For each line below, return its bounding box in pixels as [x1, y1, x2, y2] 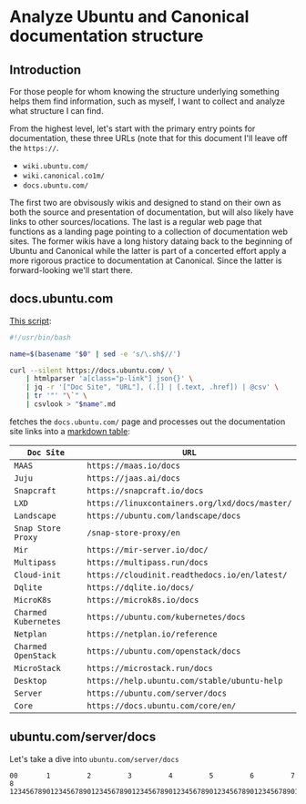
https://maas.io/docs [86, 460, 180, 471]
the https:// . [9, 143, 59, 153]
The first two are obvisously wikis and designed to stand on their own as [9, 198, 281, 208]
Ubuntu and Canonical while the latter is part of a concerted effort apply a [9, 246, 287, 256]
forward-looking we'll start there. [9, 265, 134, 275]
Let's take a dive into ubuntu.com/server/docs [9, 753, 179, 764]
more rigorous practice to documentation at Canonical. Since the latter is [9, 255, 282, 266]
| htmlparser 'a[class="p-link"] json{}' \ [25, 374, 194, 383]
